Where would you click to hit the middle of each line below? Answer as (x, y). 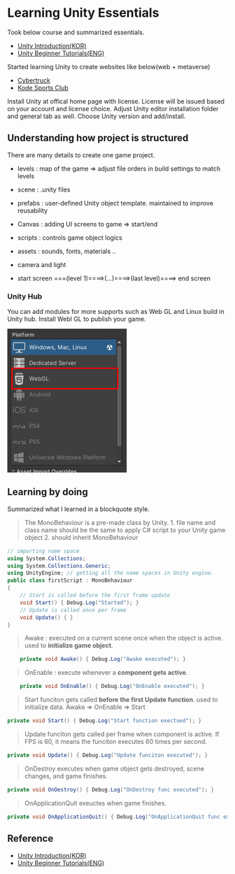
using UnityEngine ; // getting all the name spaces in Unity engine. (111, 573)
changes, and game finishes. (66, 776)
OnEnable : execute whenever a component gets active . (106, 673)
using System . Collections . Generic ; (59, 566)
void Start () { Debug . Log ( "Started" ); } (79, 603)
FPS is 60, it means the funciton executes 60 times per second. (116, 742)
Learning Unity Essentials (83, 13)
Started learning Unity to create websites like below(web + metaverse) (109, 66)
